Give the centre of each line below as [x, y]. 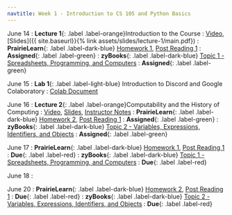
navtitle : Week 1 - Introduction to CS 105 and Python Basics [99, 14]
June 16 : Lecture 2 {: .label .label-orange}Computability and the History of [114, 104]
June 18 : [20, 175]
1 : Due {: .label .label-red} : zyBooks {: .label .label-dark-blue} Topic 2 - [109, 196]
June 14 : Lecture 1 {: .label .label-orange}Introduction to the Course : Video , [116, 33]
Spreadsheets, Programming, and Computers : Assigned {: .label [99, 62]
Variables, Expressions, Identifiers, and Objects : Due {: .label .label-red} [110, 204]
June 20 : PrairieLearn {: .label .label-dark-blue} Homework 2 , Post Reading [115, 189]
